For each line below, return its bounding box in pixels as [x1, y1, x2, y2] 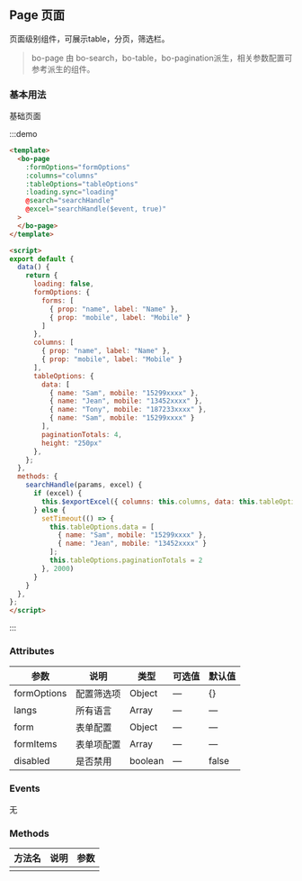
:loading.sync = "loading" [25, 187, 119, 197]
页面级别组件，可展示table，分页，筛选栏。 [9, 33, 170, 44]
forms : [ [41, 295, 75, 305]
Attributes [9, 645, 55, 658]
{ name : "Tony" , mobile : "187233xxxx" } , [49, 405, 207, 414]
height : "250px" [41, 439, 102, 448]
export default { [9, 254, 75, 263]
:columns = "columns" [25, 171, 99, 180]
